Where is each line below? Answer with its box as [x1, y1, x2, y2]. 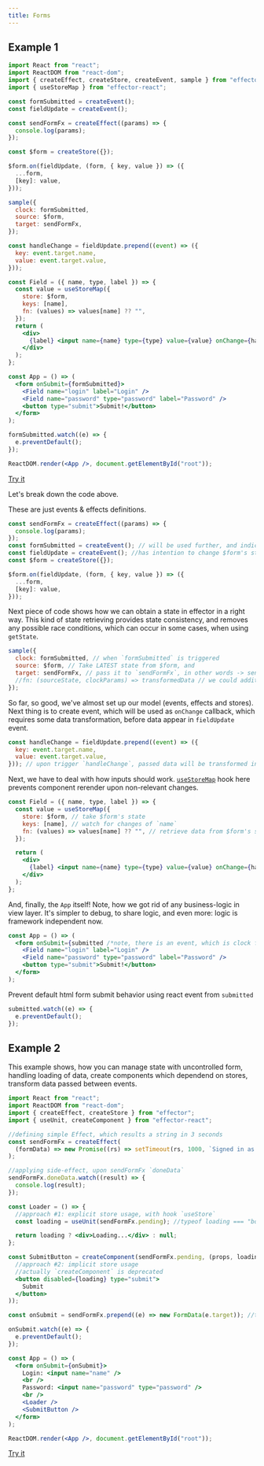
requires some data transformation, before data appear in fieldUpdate [8, 714, 235, 724]
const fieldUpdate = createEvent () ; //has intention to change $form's [8, 549, 247, 557]
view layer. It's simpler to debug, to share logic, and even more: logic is [8, 908, 238, 917]
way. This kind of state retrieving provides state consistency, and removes [8, 615, 249, 624]
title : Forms [8, 11, 51, 20]
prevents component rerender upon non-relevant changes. [8, 783, 199, 792]
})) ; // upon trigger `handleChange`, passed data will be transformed [8, 761, 247, 768]
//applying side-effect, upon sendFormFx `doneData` [8, 1167, 185, 1175]
